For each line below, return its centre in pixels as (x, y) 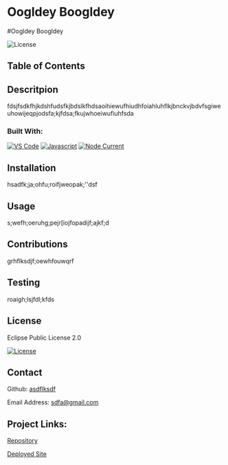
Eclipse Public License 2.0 (44, 338)
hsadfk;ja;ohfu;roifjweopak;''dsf (52, 185)
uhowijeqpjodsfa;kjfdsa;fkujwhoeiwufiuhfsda (70, 114)
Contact (25, 372)
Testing (24, 283)
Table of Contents (46, 66)
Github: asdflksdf (32, 389)
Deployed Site (27, 454)
